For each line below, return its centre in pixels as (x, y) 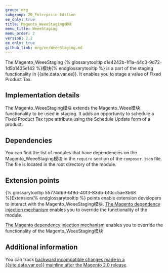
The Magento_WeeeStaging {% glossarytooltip (54, 62)
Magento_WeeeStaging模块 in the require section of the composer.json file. (84, 159)
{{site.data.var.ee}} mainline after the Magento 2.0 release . (67, 265)
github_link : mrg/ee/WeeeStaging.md (44, 48)
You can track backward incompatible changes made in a (65, 259)
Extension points (32, 180)
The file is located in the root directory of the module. (61, 164)
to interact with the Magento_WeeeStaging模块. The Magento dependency (83, 204)
